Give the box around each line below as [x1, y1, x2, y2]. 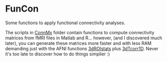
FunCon [5, 3, 39, 15]
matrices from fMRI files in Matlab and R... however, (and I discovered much [5, 35, 162, 41]
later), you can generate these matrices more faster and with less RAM [5, 40, 152, 46]
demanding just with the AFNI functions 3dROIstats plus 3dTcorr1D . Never [5, 45, 158, 51]
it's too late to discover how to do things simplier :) [5, 51, 110, 57]
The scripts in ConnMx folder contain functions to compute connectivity [5, 29, 154, 35]
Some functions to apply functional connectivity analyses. [5, 20, 126, 26]
